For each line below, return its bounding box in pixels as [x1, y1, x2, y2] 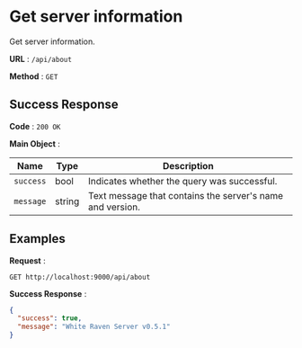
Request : [9, 254, 47, 266]
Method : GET [9, 70, 58, 82]
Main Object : [9, 138, 61, 149]
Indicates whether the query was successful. [88, 174, 278, 187]
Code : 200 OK [9, 120, 61, 131]
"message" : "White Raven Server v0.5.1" [17, 322, 171, 332]
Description [162, 159, 214, 172]
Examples [9, 231, 66, 246]
